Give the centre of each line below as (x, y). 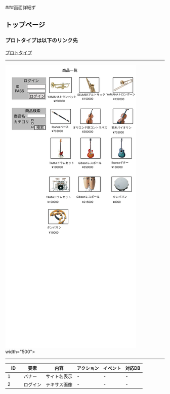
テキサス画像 (59, 384)
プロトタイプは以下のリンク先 (42, 40)
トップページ (25, 25)
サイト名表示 (59, 376)
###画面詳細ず (21, 7)
